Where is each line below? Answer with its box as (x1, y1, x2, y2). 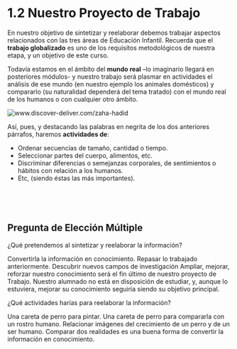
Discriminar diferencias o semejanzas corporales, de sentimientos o (17, 158, 216, 167)
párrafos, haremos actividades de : (7, 130, 110, 138)
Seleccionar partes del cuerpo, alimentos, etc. (17, 151, 153, 160)
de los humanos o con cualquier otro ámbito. (7, 94, 138, 104)
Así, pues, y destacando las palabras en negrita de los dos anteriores (7, 122, 210, 131)
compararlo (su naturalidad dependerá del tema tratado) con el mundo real (7, 87, 226, 96)
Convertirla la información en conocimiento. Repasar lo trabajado (7, 254, 198, 263)
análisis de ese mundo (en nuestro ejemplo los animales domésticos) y (7, 79, 214, 88)
